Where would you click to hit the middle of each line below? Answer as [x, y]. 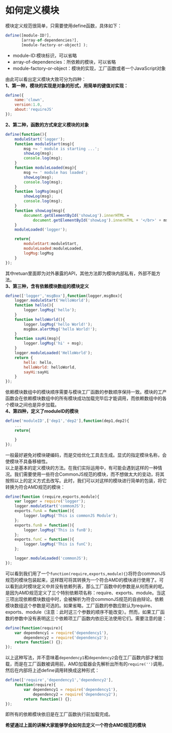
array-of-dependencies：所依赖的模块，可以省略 [64, 62]
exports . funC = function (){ [44, 539]
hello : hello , [39, 362]
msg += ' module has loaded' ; [56, 172]
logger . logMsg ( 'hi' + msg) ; [53, 343]
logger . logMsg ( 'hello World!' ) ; [58, 324]
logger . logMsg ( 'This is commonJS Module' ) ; [71, 516]
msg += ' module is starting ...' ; [62, 149]
